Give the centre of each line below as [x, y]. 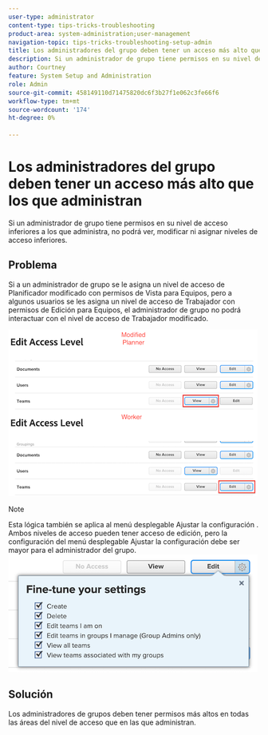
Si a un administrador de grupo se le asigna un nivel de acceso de [116, 284]
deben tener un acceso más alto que [131, 184]
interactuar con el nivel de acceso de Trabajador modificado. [108, 318]
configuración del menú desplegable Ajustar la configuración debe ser [124, 541]
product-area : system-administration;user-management [100, 34]
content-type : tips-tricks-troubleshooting [82, 25]
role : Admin [28, 84]
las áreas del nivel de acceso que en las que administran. [102, 722]
